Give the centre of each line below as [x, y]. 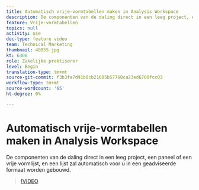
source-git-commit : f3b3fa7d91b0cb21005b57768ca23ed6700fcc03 [84, 77]
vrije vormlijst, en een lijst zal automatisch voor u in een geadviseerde [91, 163]
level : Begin [22, 66]
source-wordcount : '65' [36, 89]
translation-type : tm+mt [37, 72]
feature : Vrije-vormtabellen [42, 22]
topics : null [22, 28]
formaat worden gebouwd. [38, 169]
